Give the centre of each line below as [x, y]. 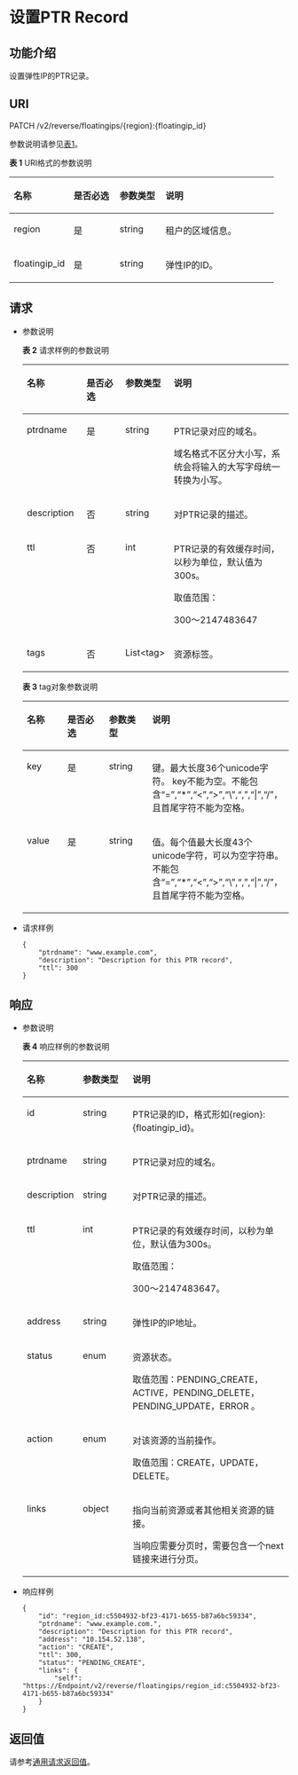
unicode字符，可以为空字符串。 [218, 855]
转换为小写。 [200, 480]
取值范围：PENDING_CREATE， [198, 1379]
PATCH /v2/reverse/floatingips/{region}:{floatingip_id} [108, 125]
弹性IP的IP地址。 [167, 1323]
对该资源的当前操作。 [177, 1441]
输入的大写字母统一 [240, 467]
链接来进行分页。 [168, 1559]
